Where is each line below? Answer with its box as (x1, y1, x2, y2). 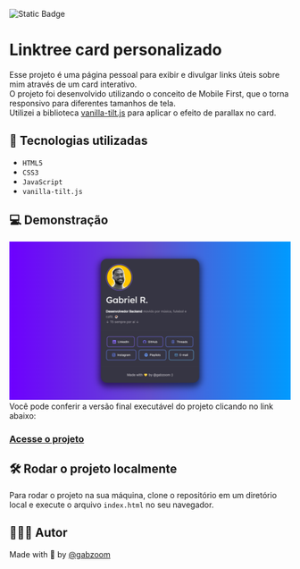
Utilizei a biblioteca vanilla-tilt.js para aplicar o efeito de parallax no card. (9, 107, 277, 118)
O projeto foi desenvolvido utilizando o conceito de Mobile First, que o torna (9, 88, 289, 98)
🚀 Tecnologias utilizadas (9, 133, 148, 149)
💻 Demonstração (9, 213, 109, 228)
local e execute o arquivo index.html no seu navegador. (9, 499, 214, 510)
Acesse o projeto (9, 432, 85, 445)
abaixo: (9, 411, 37, 421)
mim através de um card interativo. (9, 79, 137, 89)
